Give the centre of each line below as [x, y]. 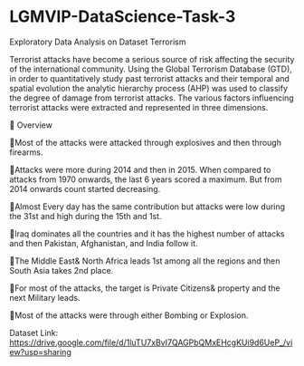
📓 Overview [31, 125]
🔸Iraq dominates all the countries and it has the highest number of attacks [147, 234]
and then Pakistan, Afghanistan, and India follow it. [104, 243]
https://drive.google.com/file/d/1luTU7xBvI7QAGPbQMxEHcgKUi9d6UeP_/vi [151, 342]
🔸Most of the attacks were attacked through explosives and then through [146, 142]
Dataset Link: [34, 332]
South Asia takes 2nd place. [62, 270]
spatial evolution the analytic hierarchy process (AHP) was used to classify [148, 88]
